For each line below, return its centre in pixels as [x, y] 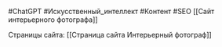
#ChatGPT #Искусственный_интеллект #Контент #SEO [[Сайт [111, 11]
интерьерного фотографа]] [53, 20]
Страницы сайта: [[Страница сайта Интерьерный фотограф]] [110, 35]
